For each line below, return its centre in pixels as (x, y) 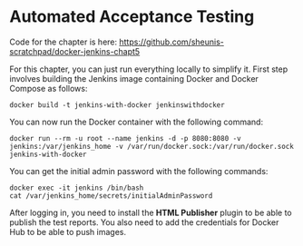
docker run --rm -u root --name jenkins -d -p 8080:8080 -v (126, 138)
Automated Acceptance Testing (132, 17)
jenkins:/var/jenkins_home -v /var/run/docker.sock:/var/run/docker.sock (152, 146)
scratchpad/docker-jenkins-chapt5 (75, 51)
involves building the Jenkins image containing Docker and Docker (134, 78)
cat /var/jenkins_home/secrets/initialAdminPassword (111, 196)
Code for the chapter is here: (64, 42)
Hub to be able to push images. (68, 231)
